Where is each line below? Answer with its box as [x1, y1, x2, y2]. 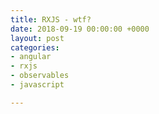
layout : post [10, 33, 65, 43]
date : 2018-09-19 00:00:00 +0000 [10, 24, 150, 34]
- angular [10, 52, 52, 62]
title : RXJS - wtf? [10, 14, 92, 25]
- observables [10, 71, 70, 81]
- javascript [10, 80, 65, 90]
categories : [10, 42, 60, 53]
